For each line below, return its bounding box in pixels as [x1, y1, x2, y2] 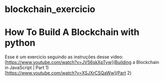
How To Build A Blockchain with [5, 27, 139, 38]
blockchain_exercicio [5, 4, 96, 15]
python [5, 37, 36, 49]
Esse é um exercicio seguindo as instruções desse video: [5, 54, 124, 60]
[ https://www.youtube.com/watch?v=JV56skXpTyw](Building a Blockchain [5, 59, 159, 65]
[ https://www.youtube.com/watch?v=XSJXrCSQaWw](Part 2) [5, 70, 132, 76]
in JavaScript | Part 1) [5, 64, 49, 71]
